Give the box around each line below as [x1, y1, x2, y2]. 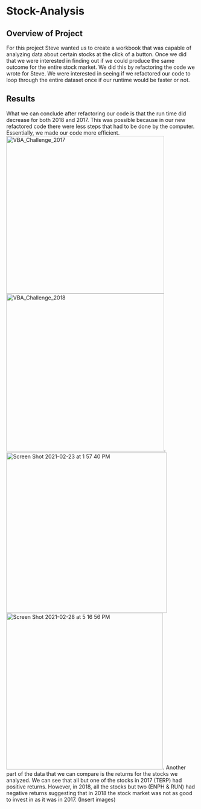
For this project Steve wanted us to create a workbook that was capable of [6, 44, 192, 51]
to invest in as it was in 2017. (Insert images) [6, 796, 116, 803]
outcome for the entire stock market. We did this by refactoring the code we [6, 63, 195, 71]
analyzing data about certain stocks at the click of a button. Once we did [6, 51, 187, 58]
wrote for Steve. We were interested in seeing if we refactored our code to [6, 70, 191, 77]
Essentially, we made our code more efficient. [6, 129, 120, 136]
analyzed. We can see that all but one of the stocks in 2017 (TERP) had [6, 776, 182, 784]
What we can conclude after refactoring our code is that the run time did [6, 110, 187, 117]
